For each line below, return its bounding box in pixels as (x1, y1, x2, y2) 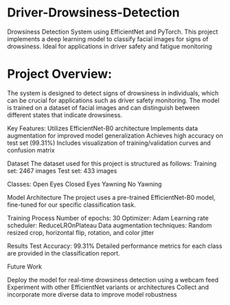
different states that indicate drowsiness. (7, 111, 122, 119)
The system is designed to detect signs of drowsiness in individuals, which (7, 89, 219, 97)
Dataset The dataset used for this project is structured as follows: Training (7, 159, 217, 168)
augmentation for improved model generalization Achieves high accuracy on (7, 131, 223, 139)
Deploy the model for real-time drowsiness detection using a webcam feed (7, 275, 219, 284)
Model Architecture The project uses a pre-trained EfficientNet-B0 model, (7, 193, 216, 201)
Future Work (7, 262, 43, 271)
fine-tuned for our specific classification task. (7, 201, 136, 209)
